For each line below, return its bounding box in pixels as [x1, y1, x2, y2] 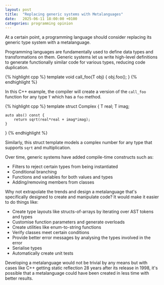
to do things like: [5, 199, 39, 205]
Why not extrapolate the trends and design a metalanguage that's [5, 189, 137, 195]
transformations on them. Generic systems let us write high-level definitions [5, 54, 158, 60]
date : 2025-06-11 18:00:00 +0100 [5, 16, 78, 21]
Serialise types [12, 245, 42, 251]
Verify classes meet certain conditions [12, 230, 89, 236]
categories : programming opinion [5, 21, 73, 26]
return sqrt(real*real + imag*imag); [14, 117, 91, 122]
